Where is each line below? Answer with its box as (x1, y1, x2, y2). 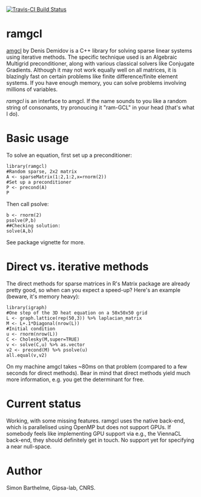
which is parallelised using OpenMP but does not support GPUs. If (6, 423, 171, 430)
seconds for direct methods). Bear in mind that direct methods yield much (6, 369, 191, 376)
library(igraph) (6, 304, 47, 310)
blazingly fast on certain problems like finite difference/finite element (6, 73, 178, 80)
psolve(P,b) (6, 217, 36, 224)
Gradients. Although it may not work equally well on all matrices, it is (6, 66, 177, 73)
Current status (6, 397, 82, 410)
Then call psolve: (6, 200, 50, 207)
